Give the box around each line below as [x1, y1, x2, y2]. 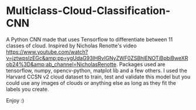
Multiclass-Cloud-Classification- [6, 4, 171, 18]
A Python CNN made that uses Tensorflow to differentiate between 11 [6, 36, 173, 43]
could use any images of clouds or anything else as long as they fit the [6, 79, 177, 86]
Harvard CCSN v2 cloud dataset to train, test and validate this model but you [6, 73, 191, 80]
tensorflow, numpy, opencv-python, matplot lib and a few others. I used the [6, 67, 187, 74]
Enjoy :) [6, 97, 25, 104]
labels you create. [6, 85, 49, 92]
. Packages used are [116, 60, 166, 68]
